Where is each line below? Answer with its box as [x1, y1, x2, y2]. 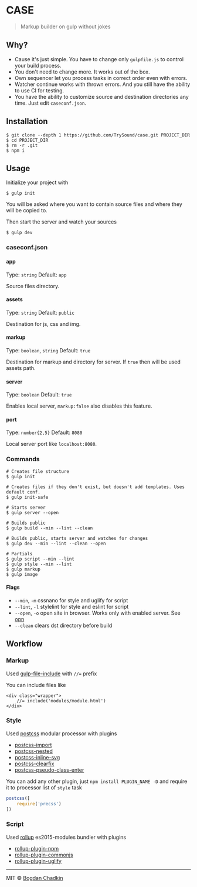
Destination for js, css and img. [6, 320, 81, 327]
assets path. [6, 364, 36, 371]
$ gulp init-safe [6, 494, 49, 500]
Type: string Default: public [6, 309, 75, 316]
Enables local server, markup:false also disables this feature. [6, 402, 152, 409]
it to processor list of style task [6, 783, 82, 791]
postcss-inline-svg [14, 753, 60, 761]
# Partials [6, 551, 33, 556]
